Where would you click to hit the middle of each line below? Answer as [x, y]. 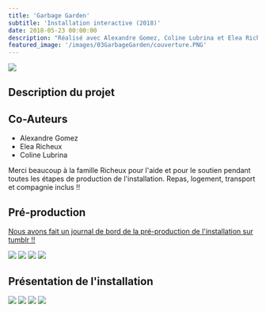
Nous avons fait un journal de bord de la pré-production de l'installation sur [131, 232]
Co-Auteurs [38, 119]
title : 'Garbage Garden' [49, 15]
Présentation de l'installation [81, 281]
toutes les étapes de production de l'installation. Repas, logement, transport [132, 179]
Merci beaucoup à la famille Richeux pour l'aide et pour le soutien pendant [129, 171]
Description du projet [62, 92]
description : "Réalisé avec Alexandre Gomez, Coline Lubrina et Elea [125, 38]
